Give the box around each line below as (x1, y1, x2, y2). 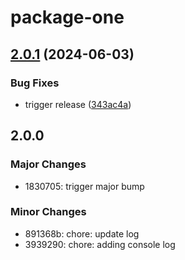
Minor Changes (10, 205, 87, 219)
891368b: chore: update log (24, 227, 140, 240)
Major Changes (10, 157, 87, 171)
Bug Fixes (10, 76, 60, 90)
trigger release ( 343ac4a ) (24, 98, 132, 110)
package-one (10, 6, 125, 29)
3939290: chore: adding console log (24, 238, 176, 250)
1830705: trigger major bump (24, 180, 145, 192)
